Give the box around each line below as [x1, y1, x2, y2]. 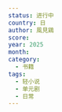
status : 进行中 [8, 11, 54, 20]
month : [8, 48, 30, 56]
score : [8, 33, 30, 42]
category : [8, 56, 41, 64]
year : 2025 [8, 41, 44, 49]
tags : [8, 70, 26, 78]
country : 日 [8, 19, 46, 27]
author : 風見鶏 [8, 26, 54, 34]
